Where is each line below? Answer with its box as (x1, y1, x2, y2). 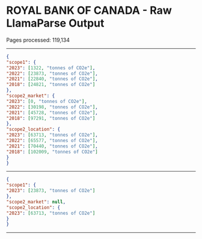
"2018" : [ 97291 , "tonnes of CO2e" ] (6, 115, 96, 121)
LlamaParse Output (6, 16, 105, 30)
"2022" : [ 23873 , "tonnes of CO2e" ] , (6, 70, 98, 76)
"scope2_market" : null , (6, 199, 66, 205)
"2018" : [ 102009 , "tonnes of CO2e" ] (6, 149, 98, 155)
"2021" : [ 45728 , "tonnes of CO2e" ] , (6, 110, 98, 116)
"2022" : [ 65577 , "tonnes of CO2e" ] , (6, 138, 98, 144)
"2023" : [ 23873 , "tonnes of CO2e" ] (6, 188, 96, 194)
